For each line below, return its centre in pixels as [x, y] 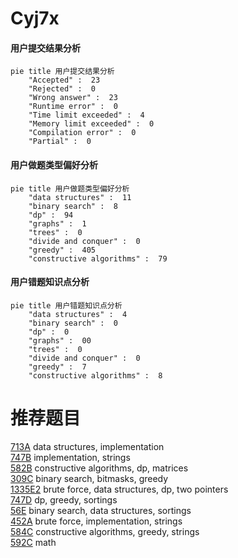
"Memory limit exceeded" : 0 [91, 124]
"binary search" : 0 [73, 323]
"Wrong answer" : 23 [73, 98]
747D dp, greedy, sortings [64, 499]
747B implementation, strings [70, 457]
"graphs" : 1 [57, 223]
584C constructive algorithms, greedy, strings [105, 531]
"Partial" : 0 [60, 142]
